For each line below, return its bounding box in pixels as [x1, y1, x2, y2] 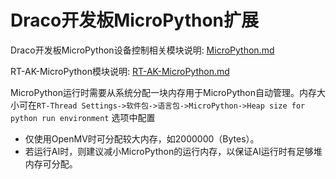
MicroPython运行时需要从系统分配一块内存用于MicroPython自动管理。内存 [10, 86, 318, 98]
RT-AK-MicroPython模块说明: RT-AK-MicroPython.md [10, 65, 230, 77]
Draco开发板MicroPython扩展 [10, 9, 260, 32]
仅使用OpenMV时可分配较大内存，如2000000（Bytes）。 [24, 132, 260, 145]
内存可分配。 [24, 157, 78, 170]
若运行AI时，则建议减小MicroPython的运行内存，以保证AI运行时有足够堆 [24, 145, 323, 157]
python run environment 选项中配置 [10, 111, 156, 123]
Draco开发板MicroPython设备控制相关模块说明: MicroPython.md [10, 44, 275, 56]
